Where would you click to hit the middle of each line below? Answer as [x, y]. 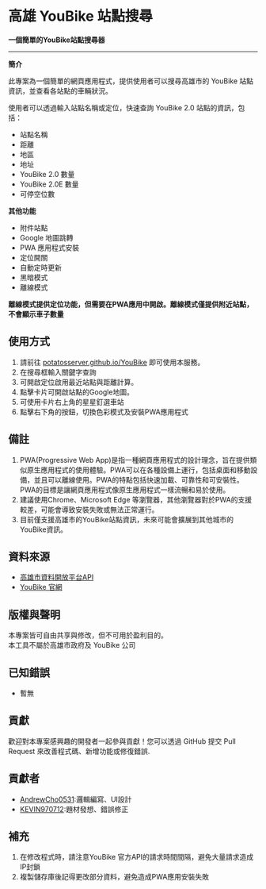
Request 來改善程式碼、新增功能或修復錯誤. [79, 751]
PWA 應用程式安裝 [49, 248]
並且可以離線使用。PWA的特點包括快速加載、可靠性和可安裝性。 [139, 479]
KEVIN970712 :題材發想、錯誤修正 [74, 809]
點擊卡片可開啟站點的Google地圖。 [77, 392]
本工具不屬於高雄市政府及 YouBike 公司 [72, 645]
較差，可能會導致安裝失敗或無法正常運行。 [89, 510]
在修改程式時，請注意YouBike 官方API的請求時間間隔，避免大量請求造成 [137, 857]
